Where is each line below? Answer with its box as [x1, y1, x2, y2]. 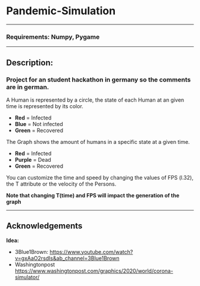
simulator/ [14, 274, 40, 281]
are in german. [6, 83, 49, 91]
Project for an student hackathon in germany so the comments [6, 76, 191, 84]
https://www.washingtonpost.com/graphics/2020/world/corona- [14, 267, 174, 274]
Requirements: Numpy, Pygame [6, 33, 100, 41]
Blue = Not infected [14, 120, 64, 127]
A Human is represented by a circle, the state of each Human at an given [6, 96, 185, 103]
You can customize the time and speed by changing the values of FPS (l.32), [6, 174, 193, 181]
